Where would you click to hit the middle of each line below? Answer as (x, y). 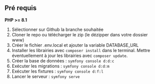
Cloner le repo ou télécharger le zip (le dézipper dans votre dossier (80, 34)
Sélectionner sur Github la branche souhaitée (58, 29)
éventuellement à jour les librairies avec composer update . (70, 56)
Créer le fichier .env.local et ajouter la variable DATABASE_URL (75, 45)
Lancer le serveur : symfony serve (46, 76)
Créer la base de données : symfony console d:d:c (63, 60)
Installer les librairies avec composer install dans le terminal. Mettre (81, 50)
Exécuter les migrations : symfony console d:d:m (61, 66)
